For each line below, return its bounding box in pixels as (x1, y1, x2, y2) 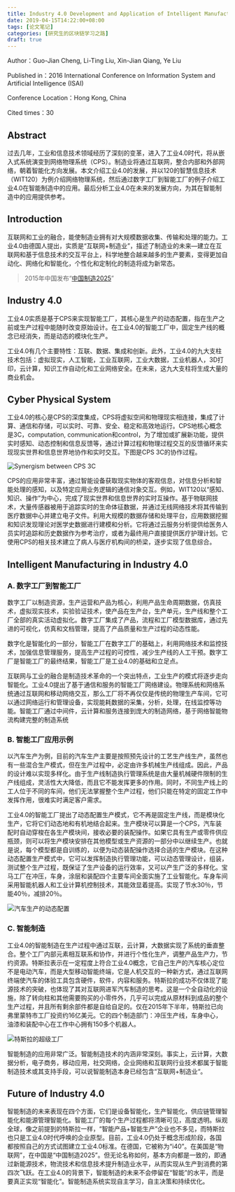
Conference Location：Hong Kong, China (7, 94, 127, 102)
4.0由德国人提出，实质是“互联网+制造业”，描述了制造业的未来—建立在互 (13, 241, 222, 249)
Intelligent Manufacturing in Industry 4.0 (7, 559, 189, 570)
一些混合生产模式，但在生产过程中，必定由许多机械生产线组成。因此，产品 (13, 761, 228, 769)
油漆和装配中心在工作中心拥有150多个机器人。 (7, 1020, 140, 1028)
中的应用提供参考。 (13, 192, 69, 200)
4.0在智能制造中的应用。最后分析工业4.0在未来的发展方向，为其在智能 (13, 184, 216, 192)
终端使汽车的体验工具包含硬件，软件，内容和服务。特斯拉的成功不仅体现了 (7, 975, 222, 985)
